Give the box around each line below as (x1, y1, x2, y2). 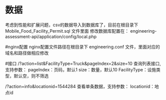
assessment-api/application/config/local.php (5, 33, 97, 40)
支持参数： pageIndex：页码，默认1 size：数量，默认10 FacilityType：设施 (5, 66, 156, 72)
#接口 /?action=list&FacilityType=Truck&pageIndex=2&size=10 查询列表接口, (5, 60, 161, 66)
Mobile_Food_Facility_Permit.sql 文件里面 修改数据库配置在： (5, 28, 129, 34)
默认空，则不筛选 (13, 73, 49, 79)
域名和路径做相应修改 (5, 50, 49, 56)
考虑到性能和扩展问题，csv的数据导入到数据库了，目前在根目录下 (5, 22, 139, 28)
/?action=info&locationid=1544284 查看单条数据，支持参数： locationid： (5, 83, 155, 89)
